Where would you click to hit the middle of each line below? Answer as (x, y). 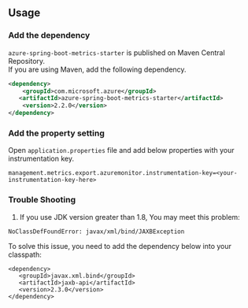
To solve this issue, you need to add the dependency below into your (120, 246)
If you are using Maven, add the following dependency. (97, 69)
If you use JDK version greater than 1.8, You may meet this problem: (130, 217)
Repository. (27, 61)
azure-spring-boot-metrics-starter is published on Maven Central (117, 52)
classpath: (25, 254)
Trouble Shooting (42, 200)
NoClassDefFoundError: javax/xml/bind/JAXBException (96, 232)
